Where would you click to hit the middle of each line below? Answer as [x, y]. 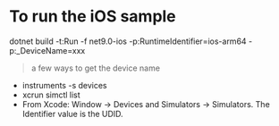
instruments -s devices [64, 85]
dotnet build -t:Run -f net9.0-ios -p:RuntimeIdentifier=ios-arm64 [128, 41]
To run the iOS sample [93, 17]
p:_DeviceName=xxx [47, 50]
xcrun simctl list [51, 95]
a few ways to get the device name [96, 68]
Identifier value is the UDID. [72, 113]
